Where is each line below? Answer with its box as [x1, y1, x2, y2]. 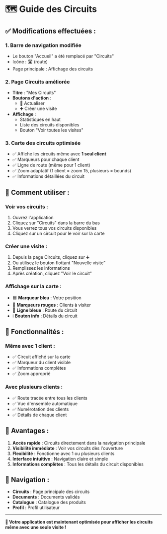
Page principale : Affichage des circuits [12, 65, 93, 72]
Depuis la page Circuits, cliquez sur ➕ [12, 254, 89, 260]
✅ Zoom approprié [12, 371, 51, 377]
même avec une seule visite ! [5, 525, 67, 531]
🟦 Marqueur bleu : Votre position [12, 295, 82, 301]
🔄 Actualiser [19, 100, 45, 106]
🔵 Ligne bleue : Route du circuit [12, 307, 78, 313]
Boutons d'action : [12, 95, 51, 101]
